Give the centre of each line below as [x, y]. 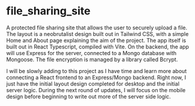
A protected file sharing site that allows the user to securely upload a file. [97, 28]
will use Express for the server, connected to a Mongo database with [91, 53]
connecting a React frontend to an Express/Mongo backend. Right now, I [96, 77]
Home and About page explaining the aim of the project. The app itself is [96, 40]
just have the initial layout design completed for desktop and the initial [93, 84]
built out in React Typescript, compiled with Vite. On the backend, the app [98, 47]
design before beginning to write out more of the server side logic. [89, 96]
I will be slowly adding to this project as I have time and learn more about [97, 71]
